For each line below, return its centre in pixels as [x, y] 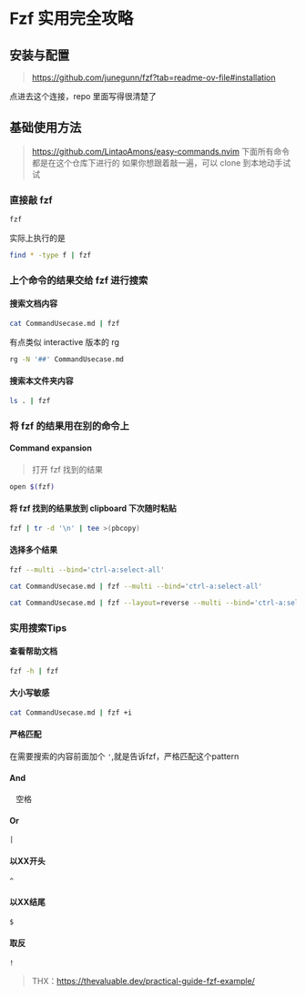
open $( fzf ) [32, 487]
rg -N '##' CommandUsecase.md [67, 359]
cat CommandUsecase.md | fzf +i [71, 712]
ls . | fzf [30, 401]
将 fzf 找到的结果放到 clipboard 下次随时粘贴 [93, 508]
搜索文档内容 [33, 304]
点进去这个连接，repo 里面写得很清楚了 [83, 96]
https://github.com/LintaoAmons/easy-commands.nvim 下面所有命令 [160, 151]
